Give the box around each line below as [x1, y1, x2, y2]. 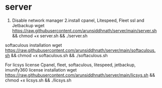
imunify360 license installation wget [5, 67, 77, 73]
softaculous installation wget [5, 42, 62, 48]
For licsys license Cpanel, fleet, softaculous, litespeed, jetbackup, [5, 62, 136, 68]
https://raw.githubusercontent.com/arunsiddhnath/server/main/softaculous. [5, 47, 156, 53]
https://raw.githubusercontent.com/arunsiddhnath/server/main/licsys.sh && [5, 72, 156, 78]
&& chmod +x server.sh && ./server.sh [12, 33, 88, 39]
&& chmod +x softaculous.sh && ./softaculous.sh [11, 52, 108, 58]
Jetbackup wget [12, 22, 45, 28]
